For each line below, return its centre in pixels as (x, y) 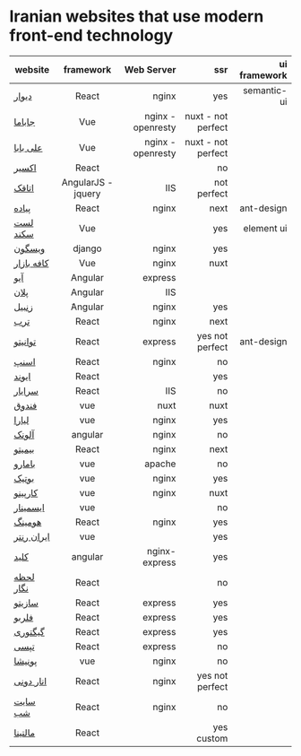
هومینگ (28, 522)
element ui (265, 228)
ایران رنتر (32, 536)
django (87, 248)
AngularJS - (87, 182)
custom (212, 738)
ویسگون (30, 248)
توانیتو (25, 341)
